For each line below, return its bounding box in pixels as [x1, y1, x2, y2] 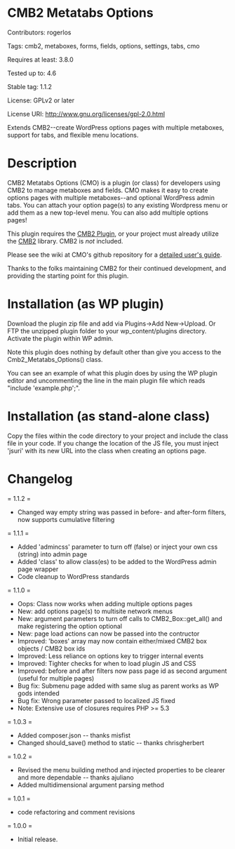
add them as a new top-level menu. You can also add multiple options [7, 208, 209, 217]
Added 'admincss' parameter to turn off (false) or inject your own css [17, 542, 218, 551]
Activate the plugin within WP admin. [7, 334, 114, 342]
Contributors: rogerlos [7, 28, 72, 36]
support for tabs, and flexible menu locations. [7, 131, 139, 139]
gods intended [17, 689, 60, 697]
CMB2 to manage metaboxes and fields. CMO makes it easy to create [7, 186, 208, 194]
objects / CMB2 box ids [17, 644, 86, 653]
